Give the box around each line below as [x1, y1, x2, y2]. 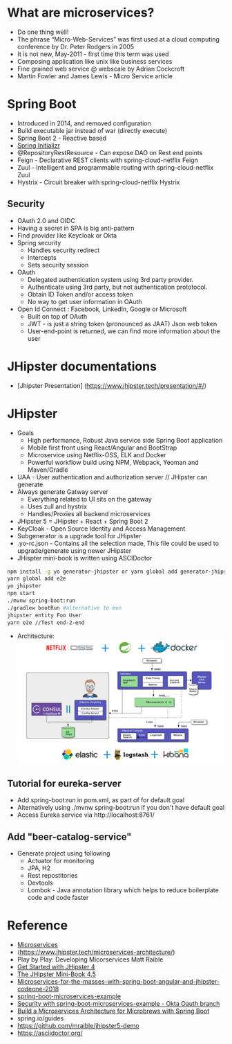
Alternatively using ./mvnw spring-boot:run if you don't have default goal [17, 804, 225, 812]
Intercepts [27, 253, 57, 261]
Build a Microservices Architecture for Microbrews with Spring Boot [17, 1007, 210, 1016]
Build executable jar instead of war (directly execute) [17, 126, 168, 134]
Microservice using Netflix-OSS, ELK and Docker [27, 450, 167, 459]
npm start [7, 590, 36, 597]
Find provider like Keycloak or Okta [17, 231, 117, 240]
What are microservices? [7, 5, 155, 21]
